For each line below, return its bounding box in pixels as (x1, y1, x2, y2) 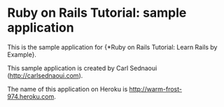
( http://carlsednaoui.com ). (7, 71, 83, 80)
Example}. (7, 50, 37, 59)
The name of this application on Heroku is (7, 85, 128, 93)
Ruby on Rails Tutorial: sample (7, 5, 187, 21)
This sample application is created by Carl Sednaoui (7, 64, 157, 72)
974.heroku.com (7, 92, 55, 101)
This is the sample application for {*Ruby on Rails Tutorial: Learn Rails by (7, 43, 218, 51)
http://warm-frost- (129, 85, 182, 93)
